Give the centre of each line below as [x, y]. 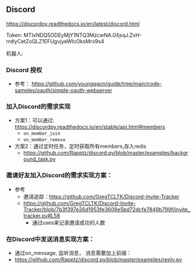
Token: [14, 35]
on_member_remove [44, 140]
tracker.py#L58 [42, 215]
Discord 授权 [24, 70]
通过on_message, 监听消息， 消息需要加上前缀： [73, 253]
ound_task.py [39, 159]
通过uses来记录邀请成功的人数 [68, 222]
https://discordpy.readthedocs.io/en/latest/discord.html [73, 23]
